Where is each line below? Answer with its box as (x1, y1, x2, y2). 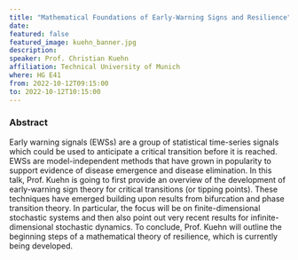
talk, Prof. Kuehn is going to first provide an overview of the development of (9, 174, 286, 185)
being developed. (9, 240, 74, 251)
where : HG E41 (9, 71, 62, 80)
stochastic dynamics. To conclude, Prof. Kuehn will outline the (55, 221, 282, 232)
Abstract (9, 116, 49, 129)
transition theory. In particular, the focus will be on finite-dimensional (9, 202, 261, 213)
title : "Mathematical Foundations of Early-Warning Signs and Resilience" (9, 12, 292, 22)
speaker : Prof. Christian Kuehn (9, 54, 129, 63)
